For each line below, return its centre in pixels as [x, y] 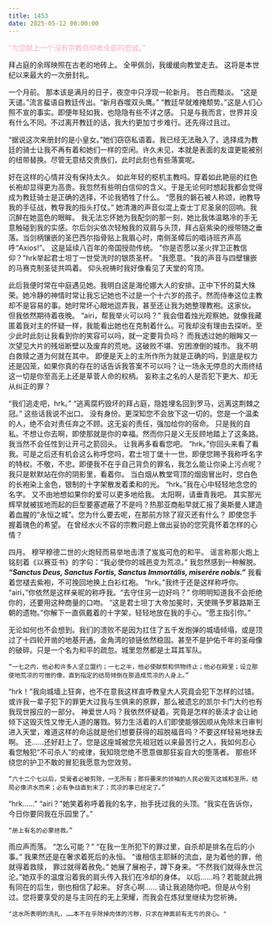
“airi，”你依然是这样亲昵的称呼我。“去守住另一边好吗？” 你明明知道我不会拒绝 [135, 592]
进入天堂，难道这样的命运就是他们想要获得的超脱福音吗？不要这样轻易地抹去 [135, 732]
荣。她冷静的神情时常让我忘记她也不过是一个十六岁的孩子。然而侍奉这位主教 [135, 295]
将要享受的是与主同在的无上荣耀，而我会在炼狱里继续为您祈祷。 [135, 897]
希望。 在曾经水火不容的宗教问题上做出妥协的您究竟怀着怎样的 [147, 524]
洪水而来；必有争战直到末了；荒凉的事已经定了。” [96, 788]
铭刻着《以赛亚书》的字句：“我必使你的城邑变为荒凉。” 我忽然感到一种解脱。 [134, 562]
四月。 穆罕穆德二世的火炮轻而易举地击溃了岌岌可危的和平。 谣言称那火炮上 [134, 551]
